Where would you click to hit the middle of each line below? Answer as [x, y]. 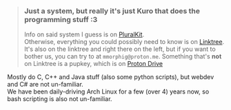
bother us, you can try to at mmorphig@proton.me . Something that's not [123, 56]
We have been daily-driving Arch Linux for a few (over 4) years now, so [108, 91]
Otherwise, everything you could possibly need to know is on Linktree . [124, 42]
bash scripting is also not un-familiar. [60, 99]
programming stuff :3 [61, 19]
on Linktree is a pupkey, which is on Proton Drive [93, 64]
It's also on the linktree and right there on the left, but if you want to [120, 49]
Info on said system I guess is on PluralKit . [84, 34]
